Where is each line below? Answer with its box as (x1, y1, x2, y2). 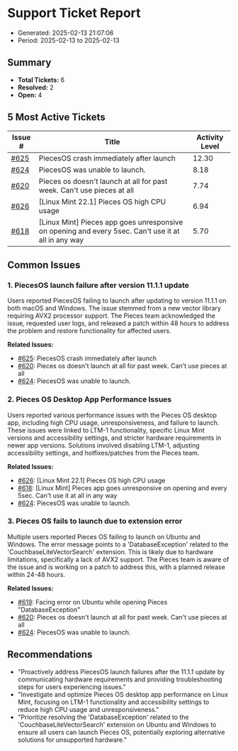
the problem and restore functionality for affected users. (7, 327, 171, 335)
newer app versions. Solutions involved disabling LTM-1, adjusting (7, 441, 200, 449)
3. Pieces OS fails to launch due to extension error (7, 517, 183, 526)
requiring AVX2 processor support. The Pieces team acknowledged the (7, 311, 216, 320)
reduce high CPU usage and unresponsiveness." (17, 705, 159, 713)
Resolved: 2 (17, 83, 54, 92)
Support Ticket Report (7, 5, 141, 21)
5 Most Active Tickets (7, 112, 106, 124)
